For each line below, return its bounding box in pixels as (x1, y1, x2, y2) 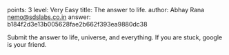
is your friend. (7, 41, 47, 48)
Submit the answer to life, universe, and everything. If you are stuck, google (7, 33, 223, 41)
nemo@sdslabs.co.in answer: (7, 13, 91, 21)
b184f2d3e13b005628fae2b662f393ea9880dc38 (7, 20, 148, 28)
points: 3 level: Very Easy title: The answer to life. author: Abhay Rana (7, 6, 205, 14)
